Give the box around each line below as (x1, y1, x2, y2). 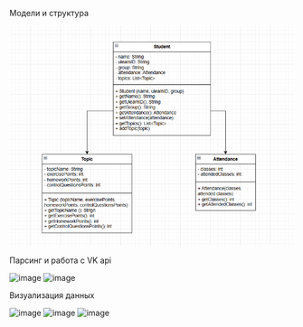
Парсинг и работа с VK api (9, 255, 111, 266)
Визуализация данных (9, 289, 95, 301)
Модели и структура (9, 8, 89, 18)
